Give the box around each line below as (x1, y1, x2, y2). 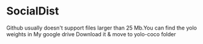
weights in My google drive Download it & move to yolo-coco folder (6, 30, 176, 37)
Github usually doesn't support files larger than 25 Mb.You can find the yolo (6, 24, 197, 31)
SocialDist (6, 4, 59, 18)
